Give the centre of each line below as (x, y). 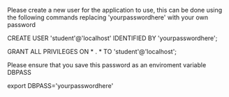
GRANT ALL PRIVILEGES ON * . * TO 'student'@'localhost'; (92, 52)
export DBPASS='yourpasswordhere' (60, 86)
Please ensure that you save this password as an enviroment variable (107, 65)
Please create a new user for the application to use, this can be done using (115, 10)
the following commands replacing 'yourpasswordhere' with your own (108, 17)
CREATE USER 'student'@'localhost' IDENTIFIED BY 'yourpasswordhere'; (112, 38)
